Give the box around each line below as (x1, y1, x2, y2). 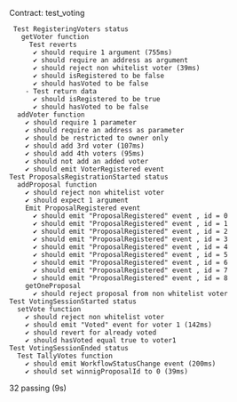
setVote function (17, 305, 82, 314)
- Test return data (25, 87, 98, 96)
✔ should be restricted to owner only (25, 133, 169, 142)
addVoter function (17, 110, 86, 119)
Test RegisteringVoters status (12, 25, 129, 34)
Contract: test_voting (9, 8, 85, 18)
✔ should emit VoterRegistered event (25, 165, 165, 173)
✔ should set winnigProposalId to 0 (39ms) (25, 367, 189, 376)
